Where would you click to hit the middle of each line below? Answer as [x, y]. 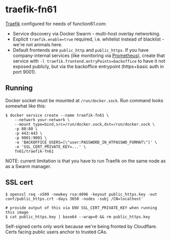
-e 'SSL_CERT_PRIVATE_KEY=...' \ [50, 147]
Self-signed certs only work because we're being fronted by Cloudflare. [81, 226]
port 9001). [24, 72]
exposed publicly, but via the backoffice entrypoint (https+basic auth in [88, 66]
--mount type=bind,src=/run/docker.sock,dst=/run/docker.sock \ [85, 124]
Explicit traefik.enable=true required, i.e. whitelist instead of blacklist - [88, 39]
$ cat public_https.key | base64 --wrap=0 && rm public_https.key [78, 217]
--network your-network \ [42, 120]
